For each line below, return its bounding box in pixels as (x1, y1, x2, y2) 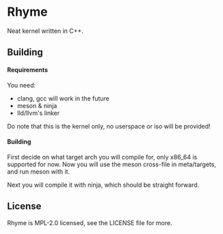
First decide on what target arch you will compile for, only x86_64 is (7, 153, 198, 161)
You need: (7, 81, 36, 89)
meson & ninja (16, 101, 57, 109)
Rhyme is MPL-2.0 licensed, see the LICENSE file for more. (7, 218, 172, 226)
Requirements (7, 66, 49, 74)
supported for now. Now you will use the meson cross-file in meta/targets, (7, 160, 217, 168)
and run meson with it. (7, 167, 70, 175)
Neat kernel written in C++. (7, 27, 84, 35)
